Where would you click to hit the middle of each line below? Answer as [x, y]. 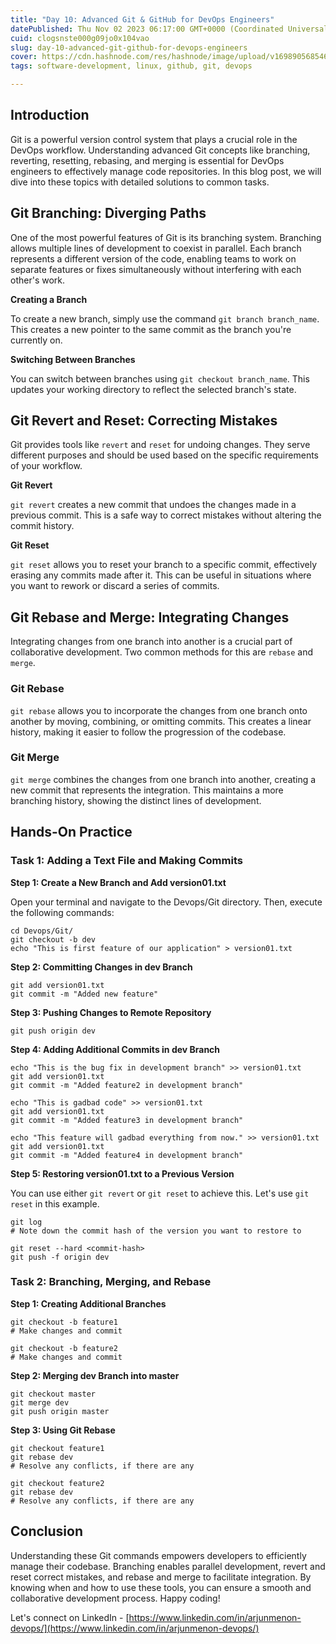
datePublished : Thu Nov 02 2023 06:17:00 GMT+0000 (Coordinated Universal [169, 29]
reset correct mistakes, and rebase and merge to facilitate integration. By [161, 1577]
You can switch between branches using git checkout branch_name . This [160, 378]
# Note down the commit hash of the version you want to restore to [156, 1231]
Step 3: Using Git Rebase [63, 1430]
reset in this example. [55, 1203]
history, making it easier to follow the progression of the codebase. [148, 732]
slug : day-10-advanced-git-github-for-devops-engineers [129, 47]
